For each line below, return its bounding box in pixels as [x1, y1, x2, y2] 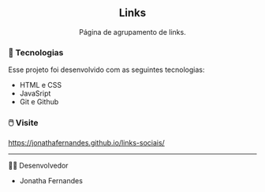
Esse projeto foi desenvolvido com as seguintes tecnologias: [8, 65, 205, 74]
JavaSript [19, 88, 51, 98]
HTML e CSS [19, 81, 62, 90]
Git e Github [19, 97, 59, 107]
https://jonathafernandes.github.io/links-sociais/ [8, 138, 166, 148]
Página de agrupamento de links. [78, 27, 187, 36]
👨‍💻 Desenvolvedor [8, 161, 69, 171]
